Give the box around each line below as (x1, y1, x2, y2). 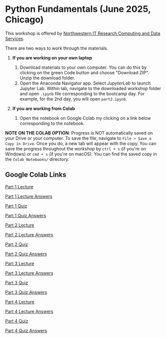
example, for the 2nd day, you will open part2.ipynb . (19, 96, 127, 102)
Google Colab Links (5, 171, 67, 179)
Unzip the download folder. (19, 75, 75, 81)
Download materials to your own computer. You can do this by (19, 64, 147, 70)
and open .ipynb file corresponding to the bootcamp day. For (19, 91, 145, 97)
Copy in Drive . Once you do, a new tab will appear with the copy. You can (5, 140, 157, 146)
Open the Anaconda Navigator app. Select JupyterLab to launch (19, 80, 151, 86)
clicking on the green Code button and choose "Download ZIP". (19, 69, 150, 75)
